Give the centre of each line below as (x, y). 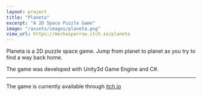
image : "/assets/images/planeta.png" (54, 28)
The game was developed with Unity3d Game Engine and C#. (83, 69)
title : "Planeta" (28, 17)
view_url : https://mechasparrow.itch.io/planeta (68, 34)
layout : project (26, 12)
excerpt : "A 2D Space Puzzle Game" (51, 23)
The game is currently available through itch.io (64, 86)
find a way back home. (35, 58)
